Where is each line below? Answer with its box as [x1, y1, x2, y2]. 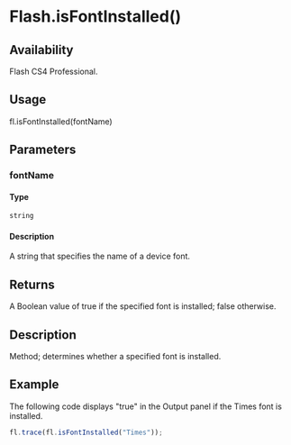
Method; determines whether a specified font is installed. [9, 351, 222, 362]
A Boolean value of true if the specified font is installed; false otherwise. [9, 301, 277, 312]
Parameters [9, 142, 77, 158]
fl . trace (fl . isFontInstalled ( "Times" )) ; [9, 428, 164, 437]
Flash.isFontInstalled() [9, 6, 182, 27]
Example [9, 377, 59, 393]
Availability [9, 42, 74, 58]
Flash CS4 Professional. [9, 66, 98, 77]
